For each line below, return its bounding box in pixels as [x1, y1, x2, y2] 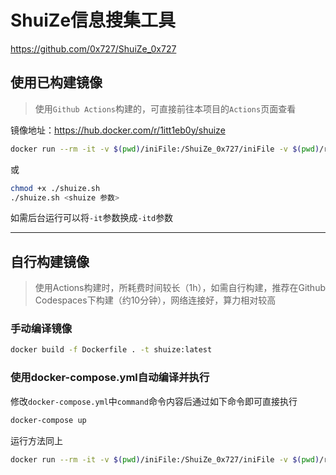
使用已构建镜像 [10, 74, 103, 91]
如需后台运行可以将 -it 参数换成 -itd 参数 [10, 212, 174, 224]
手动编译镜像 [10, 322, 73, 336]
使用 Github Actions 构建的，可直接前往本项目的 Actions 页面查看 [34, 102, 297, 115]
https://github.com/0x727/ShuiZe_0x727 [10, 42, 177, 55]
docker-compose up [10, 415, 87, 425]
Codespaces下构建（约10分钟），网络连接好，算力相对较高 [34, 294, 277, 306]
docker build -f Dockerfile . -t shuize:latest [10, 345, 213, 355]
